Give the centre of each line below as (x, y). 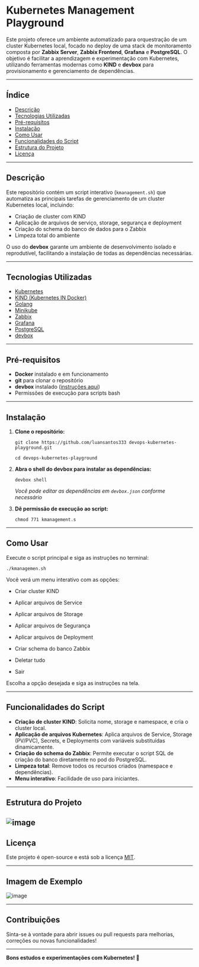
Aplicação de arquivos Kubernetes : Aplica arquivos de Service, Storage (103, 734)
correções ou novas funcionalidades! (51, 940)
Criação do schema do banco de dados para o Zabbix (81, 229)
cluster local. (30, 728)
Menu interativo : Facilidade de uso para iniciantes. (77, 778)
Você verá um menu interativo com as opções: (63, 579)
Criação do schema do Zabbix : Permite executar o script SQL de (94, 753)
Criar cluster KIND (37, 591)
